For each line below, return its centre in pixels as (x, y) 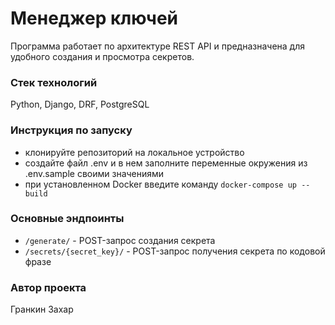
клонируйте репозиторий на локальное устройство (134, 152)
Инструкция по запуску (71, 130)
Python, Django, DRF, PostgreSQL (80, 104)
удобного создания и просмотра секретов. (102, 56)
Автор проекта (48, 287)
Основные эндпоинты (67, 219)
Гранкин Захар (42, 309)
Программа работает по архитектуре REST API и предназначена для (158, 46)
